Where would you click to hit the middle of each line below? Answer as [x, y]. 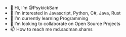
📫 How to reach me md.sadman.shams [51, 29]
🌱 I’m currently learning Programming [49, 18]
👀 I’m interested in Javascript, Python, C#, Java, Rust [65, 13]
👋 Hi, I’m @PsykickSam [34, 8]
